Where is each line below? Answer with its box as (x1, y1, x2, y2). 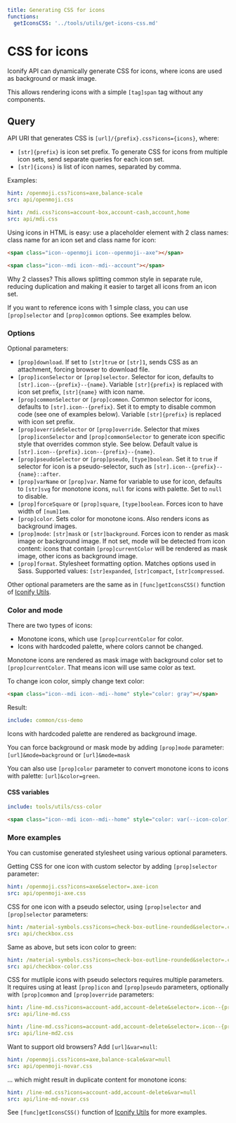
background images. (17, 522, 77, 530)
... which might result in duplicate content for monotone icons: (7, 1075, 188, 1084)
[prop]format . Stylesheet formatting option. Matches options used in (17, 559, 216, 567)
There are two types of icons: (7, 622, 93, 630)
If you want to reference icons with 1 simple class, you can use (7, 303, 188, 312)
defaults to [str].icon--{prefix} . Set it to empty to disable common (17, 402, 216, 411)
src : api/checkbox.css (7, 930, 74, 937)
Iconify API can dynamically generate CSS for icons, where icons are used (7, 67, 223, 75)
